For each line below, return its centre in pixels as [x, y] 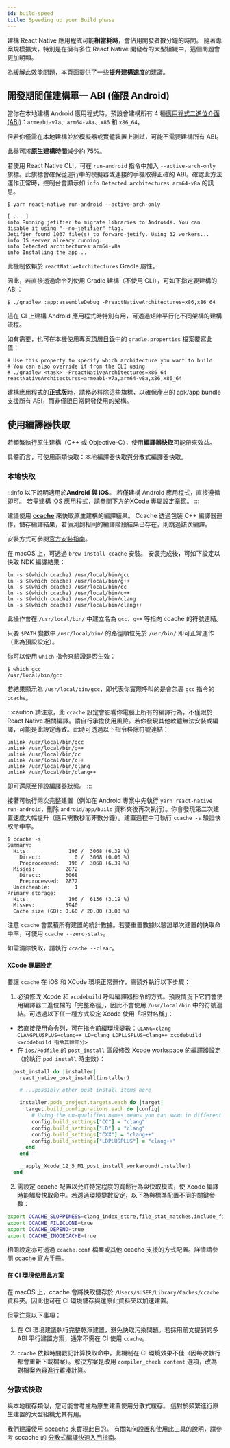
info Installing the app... [47, 253]
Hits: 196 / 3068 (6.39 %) [72, 852]
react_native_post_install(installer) [75, 1078]
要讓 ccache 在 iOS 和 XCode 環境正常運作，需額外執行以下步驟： [99, 981]
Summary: [20, 845]
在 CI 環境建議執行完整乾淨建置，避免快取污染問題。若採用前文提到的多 [118, 1329]
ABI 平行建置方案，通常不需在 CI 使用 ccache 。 [82, 1338]
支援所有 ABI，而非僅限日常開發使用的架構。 [70, 401]
